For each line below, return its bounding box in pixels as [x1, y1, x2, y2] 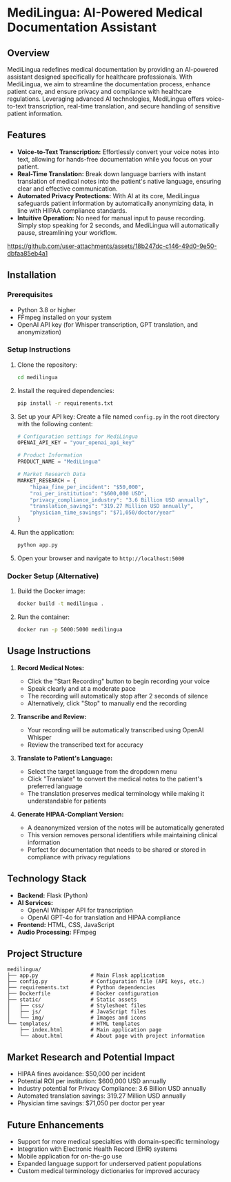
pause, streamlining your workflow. [17, 228, 117, 236]
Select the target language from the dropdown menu [27, 767, 177, 775]
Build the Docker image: [17, 587, 86, 595]
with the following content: [17, 419, 93, 428]
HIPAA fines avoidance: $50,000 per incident [17, 1069, 145, 1078]
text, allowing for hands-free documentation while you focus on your [17, 155, 212, 163]
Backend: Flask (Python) [17, 891, 88, 899]
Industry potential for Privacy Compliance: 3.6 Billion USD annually [17, 1085, 207, 1093]
